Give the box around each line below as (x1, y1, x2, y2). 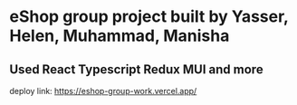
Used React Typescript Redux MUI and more (9, 62, 264, 77)
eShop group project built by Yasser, (9, 6, 289, 27)
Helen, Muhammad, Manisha (9, 25, 230, 46)
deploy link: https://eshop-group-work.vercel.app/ (9, 86, 197, 96)
